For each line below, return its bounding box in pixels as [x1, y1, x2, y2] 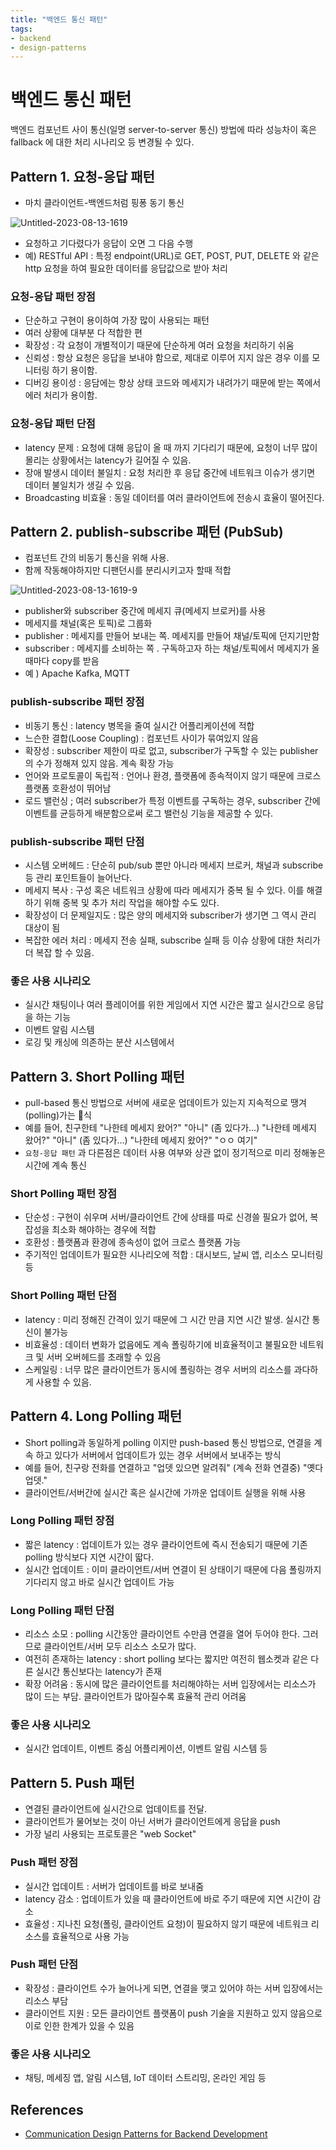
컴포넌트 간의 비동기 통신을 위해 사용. [24, 552, 170, 564]
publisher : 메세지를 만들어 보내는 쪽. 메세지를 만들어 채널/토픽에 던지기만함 [24, 630, 320, 642]
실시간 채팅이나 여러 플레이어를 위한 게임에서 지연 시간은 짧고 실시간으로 [24, 999, 306, 1011]
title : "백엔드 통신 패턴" [10, 14, 108, 25]
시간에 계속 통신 [24, 1159, 87, 1171]
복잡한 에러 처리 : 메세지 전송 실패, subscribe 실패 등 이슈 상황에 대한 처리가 [24, 934, 321, 946]
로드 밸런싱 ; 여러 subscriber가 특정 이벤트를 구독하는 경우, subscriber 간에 [24, 794, 321, 806]
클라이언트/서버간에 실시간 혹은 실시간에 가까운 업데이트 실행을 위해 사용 [24, 1486, 307, 1498]
